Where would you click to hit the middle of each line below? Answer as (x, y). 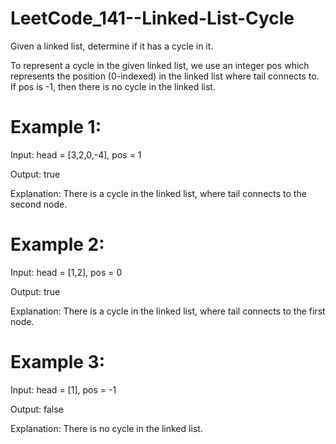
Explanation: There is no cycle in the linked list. (106, 428)
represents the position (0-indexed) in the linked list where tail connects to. (165, 76)
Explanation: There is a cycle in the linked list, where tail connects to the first (168, 311)
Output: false (37, 409)
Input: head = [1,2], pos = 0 (66, 272)
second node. (39, 204)
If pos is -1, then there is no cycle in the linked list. (113, 86)
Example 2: (57, 244)
